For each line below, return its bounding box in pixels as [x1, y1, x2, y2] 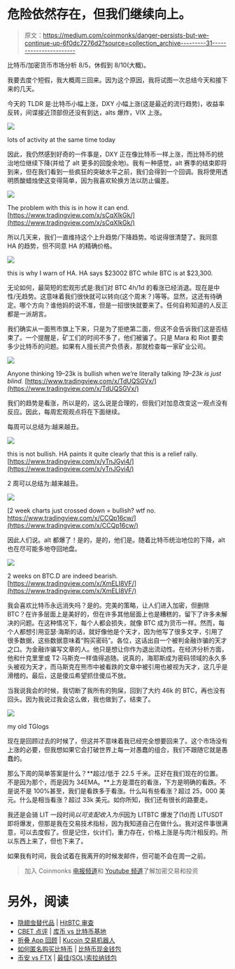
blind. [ [7, 376, 28, 385]
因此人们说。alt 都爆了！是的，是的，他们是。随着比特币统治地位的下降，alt [7, 535, 226, 544]
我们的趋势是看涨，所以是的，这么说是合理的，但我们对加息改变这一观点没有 [7, 398, 228, 407]
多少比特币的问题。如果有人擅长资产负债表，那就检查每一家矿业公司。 [7, 342, 210, 350]
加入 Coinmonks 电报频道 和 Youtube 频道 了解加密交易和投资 [24, 866, 199, 875]
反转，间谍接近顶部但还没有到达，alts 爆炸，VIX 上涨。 [7, 108, 166, 117]
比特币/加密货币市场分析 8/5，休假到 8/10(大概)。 [7, 60, 150, 69]
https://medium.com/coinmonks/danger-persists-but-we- [43, 31, 210, 39]
